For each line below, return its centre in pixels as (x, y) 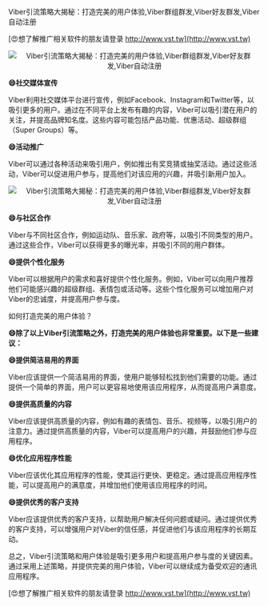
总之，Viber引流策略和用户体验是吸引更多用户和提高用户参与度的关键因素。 (133, 556)
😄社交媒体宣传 (33, 83)
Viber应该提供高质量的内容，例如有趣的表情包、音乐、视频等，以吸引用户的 (133, 421)
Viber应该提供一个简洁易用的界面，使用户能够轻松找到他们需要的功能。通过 (133, 377)
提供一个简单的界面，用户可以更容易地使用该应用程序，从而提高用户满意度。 (134, 387)
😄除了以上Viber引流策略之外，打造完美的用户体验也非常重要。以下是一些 (130, 333)
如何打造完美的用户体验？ (50, 316)
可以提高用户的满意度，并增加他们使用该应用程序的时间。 (117, 485)
